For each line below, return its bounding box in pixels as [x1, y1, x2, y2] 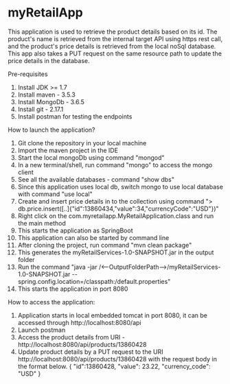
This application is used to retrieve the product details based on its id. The [8, 27, 218, 36]
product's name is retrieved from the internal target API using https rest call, [8, 34, 223, 43]
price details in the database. [8, 56, 90, 64]
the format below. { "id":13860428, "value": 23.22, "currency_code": [17, 362, 211, 370]
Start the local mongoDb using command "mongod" [17, 153, 165, 162]
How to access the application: [8, 298, 95, 306]
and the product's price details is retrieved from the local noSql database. [8, 42, 216, 50]
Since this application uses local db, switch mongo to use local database [17, 182, 224, 191]
